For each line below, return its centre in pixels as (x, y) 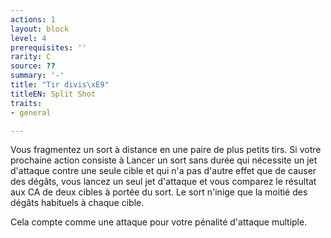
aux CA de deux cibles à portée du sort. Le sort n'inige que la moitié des (159, 192)
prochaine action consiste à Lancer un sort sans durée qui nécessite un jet (164, 160)
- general (31, 112)
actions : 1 (33, 19)
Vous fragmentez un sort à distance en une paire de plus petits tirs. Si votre (166, 150)
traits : (26, 103)
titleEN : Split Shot (53, 94)
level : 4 (28, 38)
